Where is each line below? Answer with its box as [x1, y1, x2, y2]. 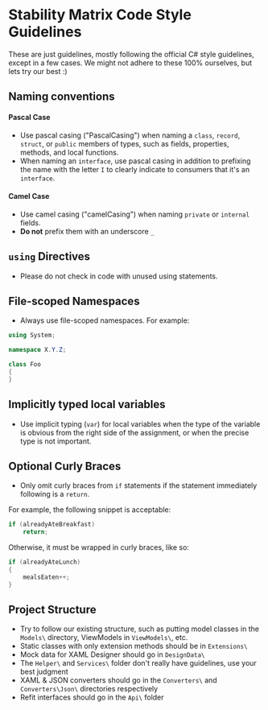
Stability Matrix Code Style [8, 6, 192, 24]
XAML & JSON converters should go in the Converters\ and [19, 675, 217, 685]
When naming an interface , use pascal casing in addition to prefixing [19, 155, 251, 166]
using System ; [8, 332, 56, 340]
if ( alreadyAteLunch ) [8, 558, 81, 567]
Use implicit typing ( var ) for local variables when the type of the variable [19, 419, 261, 428]
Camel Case [8, 192, 50, 201]
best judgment [19, 667, 68, 677]
